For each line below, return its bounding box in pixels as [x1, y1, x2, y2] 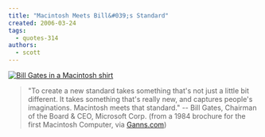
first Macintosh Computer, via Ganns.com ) [27, 120, 167, 129]
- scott [15, 49, 41, 57]
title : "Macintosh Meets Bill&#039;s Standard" [8, 11, 170, 20]
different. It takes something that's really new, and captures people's [27, 95, 253, 104]
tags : [8, 26, 26, 34]
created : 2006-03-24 [8, 19, 77, 27]
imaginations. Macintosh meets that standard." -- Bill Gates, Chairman [27, 103, 257, 112]
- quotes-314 [15, 33, 59, 42]
